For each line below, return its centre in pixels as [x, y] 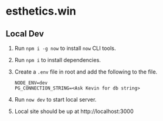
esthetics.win [41, 11]
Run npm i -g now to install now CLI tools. [65, 48]
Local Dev [25, 34]
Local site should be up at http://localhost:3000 [74, 111]
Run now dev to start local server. [55, 99]
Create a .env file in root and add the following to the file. [86, 72]
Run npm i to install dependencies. [57, 60]
